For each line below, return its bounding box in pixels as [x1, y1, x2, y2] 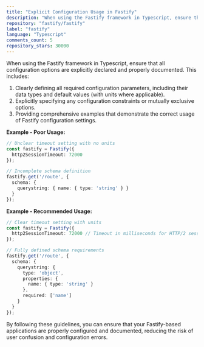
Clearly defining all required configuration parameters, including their [15, 84, 188, 91]
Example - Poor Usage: [6, 128, 66, 136]
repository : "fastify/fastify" [6, 20, 86, 26]
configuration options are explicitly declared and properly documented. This [6, 66, 197, 73]
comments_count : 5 [6, 37, 53, 43]
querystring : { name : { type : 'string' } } [17, 185, 129, 191]
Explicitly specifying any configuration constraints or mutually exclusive [15, 97, 194, 104]
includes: [6, 72, 29, 80]
